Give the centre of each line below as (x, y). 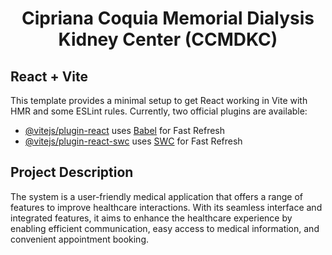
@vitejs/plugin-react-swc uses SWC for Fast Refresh (133, 141)
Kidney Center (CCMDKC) (168, 39)
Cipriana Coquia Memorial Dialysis (168, 18)
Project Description (72, 172)
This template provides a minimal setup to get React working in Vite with (159, 100)
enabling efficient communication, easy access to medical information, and (165, 228)
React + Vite (49, 76)
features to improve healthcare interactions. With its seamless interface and (166, 207)
